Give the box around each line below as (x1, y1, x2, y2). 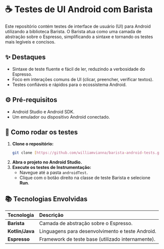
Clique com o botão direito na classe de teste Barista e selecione (19, 175, 151, 181)
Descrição (39, 212, 64, 219)
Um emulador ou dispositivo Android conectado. (12, 114, 110, 120)
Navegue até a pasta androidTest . (19, 169, 88, 176)
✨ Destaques (5, 53, 46, 62)
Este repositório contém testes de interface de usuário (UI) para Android (5, 23, 151, 29)
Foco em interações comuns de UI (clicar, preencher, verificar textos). (12, 76, 154, 82)
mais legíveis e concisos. (5, 39, 56, 44)
